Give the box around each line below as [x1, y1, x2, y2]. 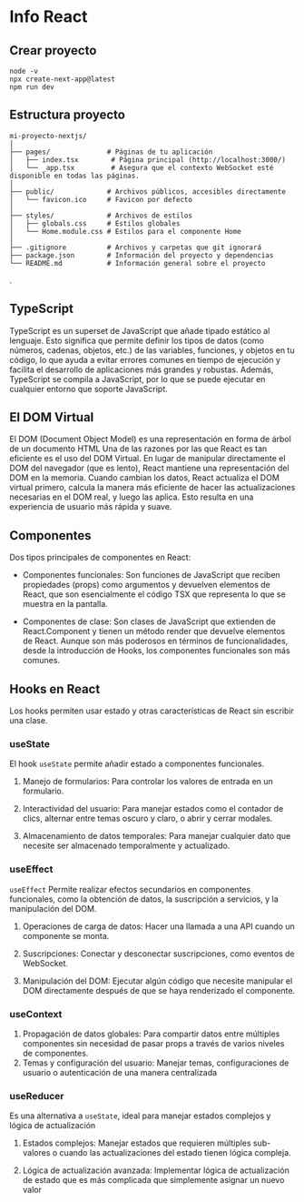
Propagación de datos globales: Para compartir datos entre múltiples [22, 1028, 280, 1039]
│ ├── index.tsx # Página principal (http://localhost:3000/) [9, 155, 286, 165]
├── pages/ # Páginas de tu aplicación [9, 147, 213, 157]
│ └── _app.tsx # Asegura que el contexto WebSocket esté [9, 163, 274, 172]
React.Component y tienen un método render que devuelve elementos [22, 626, 286, 637]
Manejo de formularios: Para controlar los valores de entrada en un [22, 776, 274, 787]
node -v [9, 66, 39, 76]
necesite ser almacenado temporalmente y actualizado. [22, 840, 230, 852]
